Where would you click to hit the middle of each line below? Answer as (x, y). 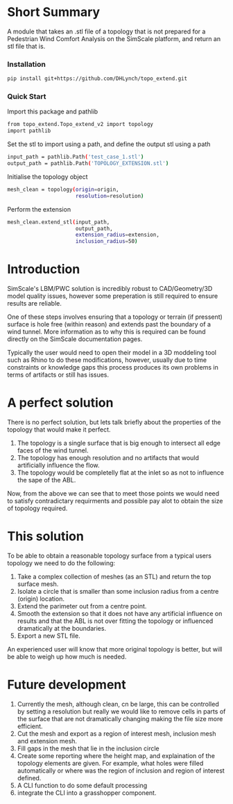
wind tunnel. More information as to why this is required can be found (106, 332)
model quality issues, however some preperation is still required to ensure (113, 296)
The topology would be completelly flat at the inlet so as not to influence (120, 473)
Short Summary (54, 12)
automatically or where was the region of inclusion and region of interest (121, 771)
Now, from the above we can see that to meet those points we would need (113, 494)
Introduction (44, 269)
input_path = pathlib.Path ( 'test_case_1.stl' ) (76, 157)
